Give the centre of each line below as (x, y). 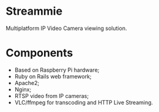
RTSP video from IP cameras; (52, 95)
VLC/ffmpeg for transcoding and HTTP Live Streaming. (84, 102)
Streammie (34, 11)
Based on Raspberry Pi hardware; (57, 70)
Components (39, 53)
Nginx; (23, 89)
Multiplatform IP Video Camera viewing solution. (66, 28)
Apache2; (27, 83)
